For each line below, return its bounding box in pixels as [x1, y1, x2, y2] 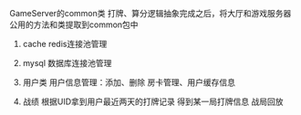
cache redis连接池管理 [22, 39, 108, 49]
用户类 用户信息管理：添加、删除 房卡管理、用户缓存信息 [22, 77, 235, 88]
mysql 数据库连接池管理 [22, 58, 112, 68]
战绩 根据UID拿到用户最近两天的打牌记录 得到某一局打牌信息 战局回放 [22, 96, 284, 107]
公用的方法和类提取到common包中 [9, 19, 139, 30]
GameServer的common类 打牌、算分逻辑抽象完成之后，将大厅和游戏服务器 [9, 8, 292, 18]
